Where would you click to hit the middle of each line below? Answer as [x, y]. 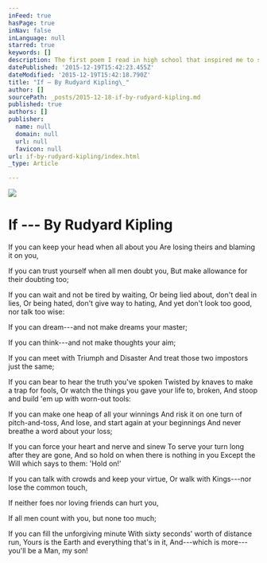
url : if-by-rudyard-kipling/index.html [74, 156]
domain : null [37, 134]
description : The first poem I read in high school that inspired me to [131, 61]
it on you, [23, 256]
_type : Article [33, 164]
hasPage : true [32, 23]
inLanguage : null [37, 38]
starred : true [32, 45]
